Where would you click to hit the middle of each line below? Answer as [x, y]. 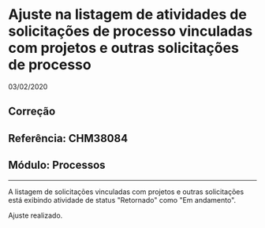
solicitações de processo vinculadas [131, 31]
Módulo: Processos [57, 165]
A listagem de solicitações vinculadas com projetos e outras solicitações [126, 192]
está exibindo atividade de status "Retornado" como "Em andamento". [122, 200]
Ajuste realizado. [35, 215]
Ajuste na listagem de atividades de [127, 15]
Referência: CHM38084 [68, 138]
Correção [32, 112]
